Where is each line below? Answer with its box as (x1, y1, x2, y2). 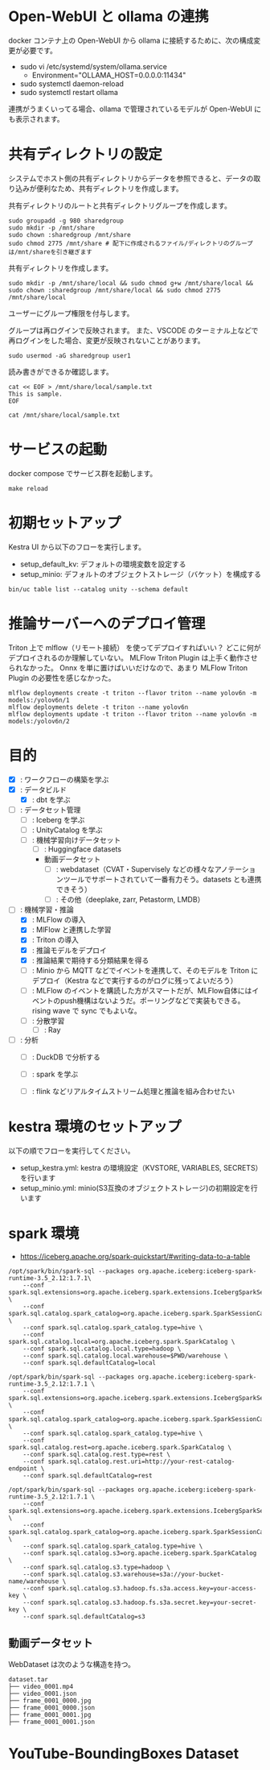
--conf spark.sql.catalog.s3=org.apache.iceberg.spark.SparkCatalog (22, 1549, 257, 1557)
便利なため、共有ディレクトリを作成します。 (35, 183, 183, 193)
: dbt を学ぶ (31, 794, 71, 804)
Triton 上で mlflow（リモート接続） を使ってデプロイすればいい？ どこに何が (8, 642, 261, 653)
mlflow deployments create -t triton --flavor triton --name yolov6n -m (8, 689, 257, 697)
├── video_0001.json (8, 1689, 78, 1697)
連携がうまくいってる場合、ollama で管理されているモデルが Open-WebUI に (8, 104, 262, 114)
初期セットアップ (8, 514, 122, 532)
